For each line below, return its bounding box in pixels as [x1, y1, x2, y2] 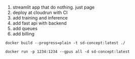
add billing [12, 31, 34, 36]
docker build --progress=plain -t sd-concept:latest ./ [5, 40, 125, 45]
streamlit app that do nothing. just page [12, 4, 95, 10]
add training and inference [12, 15, 68, 20]
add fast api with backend [12, 20, 67, 26]
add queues [12, 25, 38, 31]
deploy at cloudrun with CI [12, 9, 68, 15]
